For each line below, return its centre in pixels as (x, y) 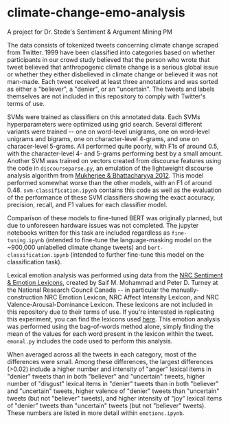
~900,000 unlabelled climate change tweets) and (77, 247)
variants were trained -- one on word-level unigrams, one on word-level (108, 131)
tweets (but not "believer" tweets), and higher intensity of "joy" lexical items (115, 398)
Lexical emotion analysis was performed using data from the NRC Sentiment (115, 275)
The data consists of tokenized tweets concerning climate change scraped (113, 45)
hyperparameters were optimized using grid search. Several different (105, 124)
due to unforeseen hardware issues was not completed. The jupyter (103, 225)
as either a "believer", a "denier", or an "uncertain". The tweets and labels (111, 89)
